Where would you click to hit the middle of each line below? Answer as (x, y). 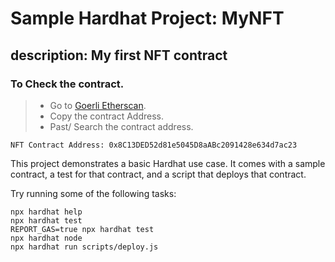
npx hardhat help (46, 212)
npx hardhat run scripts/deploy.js (84, 247)
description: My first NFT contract (119, 55)
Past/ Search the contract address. (121, 126)
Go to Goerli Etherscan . (98, 105)
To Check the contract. (67, 84)
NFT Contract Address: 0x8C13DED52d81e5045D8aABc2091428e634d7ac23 (154, 145)
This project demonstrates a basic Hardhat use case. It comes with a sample (168, 163)
